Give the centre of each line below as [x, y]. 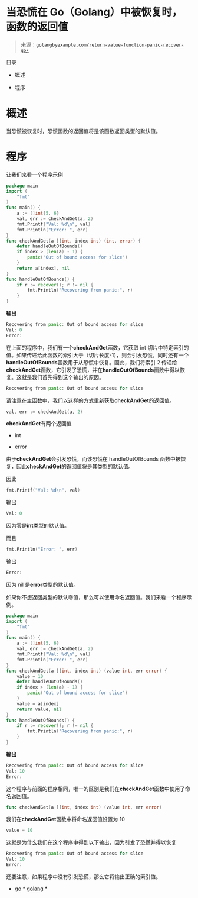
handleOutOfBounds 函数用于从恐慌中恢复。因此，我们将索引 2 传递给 [92, 362]
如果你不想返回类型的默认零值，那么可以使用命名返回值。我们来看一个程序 [96, 597]
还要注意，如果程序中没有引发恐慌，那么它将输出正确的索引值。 [83, 877]
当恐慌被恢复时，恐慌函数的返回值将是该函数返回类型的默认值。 [83, 131]
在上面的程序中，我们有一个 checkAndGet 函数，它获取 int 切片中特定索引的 [98, 347]
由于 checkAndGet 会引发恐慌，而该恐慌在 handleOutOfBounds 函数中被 [93, 459]
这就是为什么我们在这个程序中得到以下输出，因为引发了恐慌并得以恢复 [91, 842]
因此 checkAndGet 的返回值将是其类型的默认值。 [75, 466]
